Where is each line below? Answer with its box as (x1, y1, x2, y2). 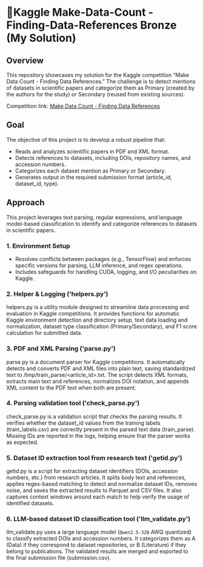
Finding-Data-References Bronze (6, 18, 177, 32)
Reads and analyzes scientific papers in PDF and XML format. (15, 148, 170, 155)
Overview (6, 55, 44, 65)
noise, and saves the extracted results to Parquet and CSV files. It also (6, 487, 182, 494)
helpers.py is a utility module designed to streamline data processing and (6, 303, 189, 311)
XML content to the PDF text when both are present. (6, 384, 136, 391)
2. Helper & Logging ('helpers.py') (6, 290, 108, 298)
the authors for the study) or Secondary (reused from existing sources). (6, 91, 185, 98)
